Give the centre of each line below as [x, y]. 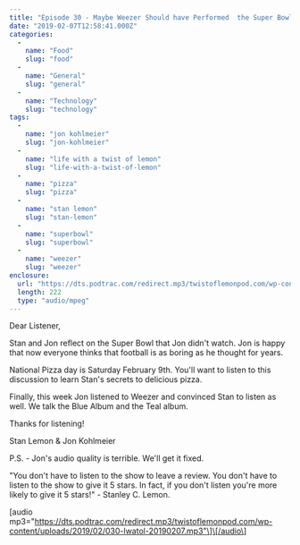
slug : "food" [50, 59]
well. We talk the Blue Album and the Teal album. [99, 406]
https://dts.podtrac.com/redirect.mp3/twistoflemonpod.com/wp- [154, 522]
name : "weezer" [54, 259]
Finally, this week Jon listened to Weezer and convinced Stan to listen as [143, 397]
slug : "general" [56, 84]
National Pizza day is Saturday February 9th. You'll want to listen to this [140, 370]
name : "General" [56, 76]
